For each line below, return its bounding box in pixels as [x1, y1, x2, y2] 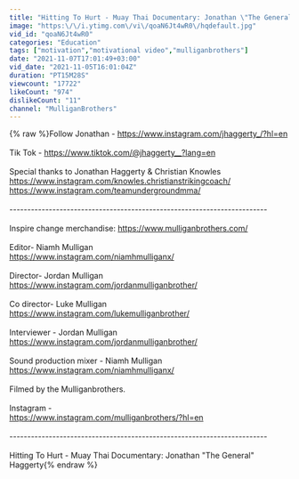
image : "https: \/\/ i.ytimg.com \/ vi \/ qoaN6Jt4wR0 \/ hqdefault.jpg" [9, 21, 256, 30]
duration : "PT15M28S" [9, 71, 90, 80]
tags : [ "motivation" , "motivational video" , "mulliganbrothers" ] [9, 46, 249, 55]
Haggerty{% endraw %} [9, 459, 98, 470]
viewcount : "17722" [9, 79, 82, 88]
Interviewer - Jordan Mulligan [9, 327, 118, 338]
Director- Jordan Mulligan [9, 271, 104, 281]
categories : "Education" [9, 37, 101, 47]
